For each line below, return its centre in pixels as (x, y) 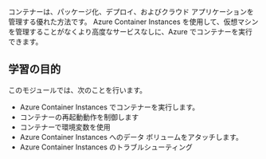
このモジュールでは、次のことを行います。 (78, 89)
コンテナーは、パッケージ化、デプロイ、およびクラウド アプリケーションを (131, 12)
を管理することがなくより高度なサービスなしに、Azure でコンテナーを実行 (131, 32)
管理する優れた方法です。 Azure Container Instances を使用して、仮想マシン (133, 22)
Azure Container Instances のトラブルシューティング (106, 147)
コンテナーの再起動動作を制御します (79, 117)
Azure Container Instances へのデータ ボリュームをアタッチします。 (131, 137)
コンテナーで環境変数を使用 (65, 127)
